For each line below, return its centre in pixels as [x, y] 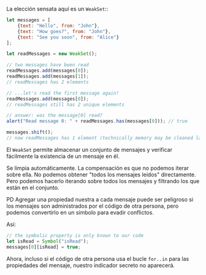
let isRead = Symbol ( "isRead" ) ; [48, 241]
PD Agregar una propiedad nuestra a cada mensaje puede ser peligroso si [100, 199]
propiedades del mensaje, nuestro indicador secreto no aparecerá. [91, 265]
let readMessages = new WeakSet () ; [52, 54]
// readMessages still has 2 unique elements [65, 104]
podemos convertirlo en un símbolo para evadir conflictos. [80, 212]
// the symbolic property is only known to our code [75, 235]
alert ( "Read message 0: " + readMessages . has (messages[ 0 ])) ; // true [97, 121]
